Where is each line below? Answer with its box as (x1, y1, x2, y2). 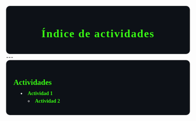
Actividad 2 (34, 98, 60, 104)
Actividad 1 (27, 90, 53, 97)
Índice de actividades (41, 27, 155, 40)
